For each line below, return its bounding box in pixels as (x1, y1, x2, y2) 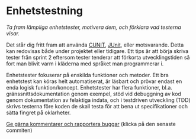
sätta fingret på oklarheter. (6, 109, 71, 116)
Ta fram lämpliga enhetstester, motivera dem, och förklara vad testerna (6, 24, 182, 31)
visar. (6, 29, 20, 37)
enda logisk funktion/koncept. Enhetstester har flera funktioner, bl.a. (6, 84, 173, 91)
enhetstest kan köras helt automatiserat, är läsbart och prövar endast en (6, 78, 182, 85)
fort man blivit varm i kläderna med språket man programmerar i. (6, 60, 164, 67)
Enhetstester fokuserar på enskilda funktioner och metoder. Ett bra (6, 71, 169, 78)
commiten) (6, 127, 33, 134)
